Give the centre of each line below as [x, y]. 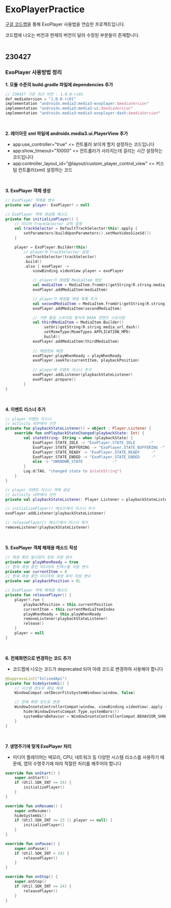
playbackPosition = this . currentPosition [68, 604]
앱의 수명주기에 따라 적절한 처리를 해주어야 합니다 [73, 763]
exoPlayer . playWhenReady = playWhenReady [77, 356]
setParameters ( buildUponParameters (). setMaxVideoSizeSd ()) [88, 234]
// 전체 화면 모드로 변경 [37, 702]
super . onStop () [31, 881]
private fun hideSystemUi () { [37, 683]
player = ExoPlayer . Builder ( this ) [51, 247]
